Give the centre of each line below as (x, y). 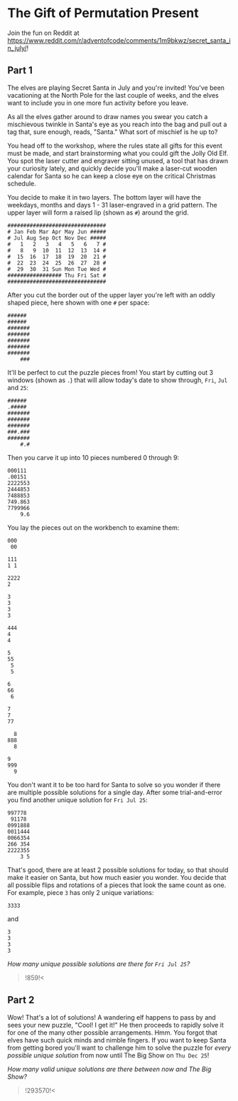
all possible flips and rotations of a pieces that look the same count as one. (117, 885)
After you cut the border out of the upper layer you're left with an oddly (111, 295)
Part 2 (21, 1000)
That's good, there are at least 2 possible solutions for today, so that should (118, 870)
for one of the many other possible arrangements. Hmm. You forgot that (113, 1033)
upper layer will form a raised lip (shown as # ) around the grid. (98, 212)
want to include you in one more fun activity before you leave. (98, 103)
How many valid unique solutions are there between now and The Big (109, 1069)
